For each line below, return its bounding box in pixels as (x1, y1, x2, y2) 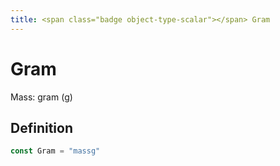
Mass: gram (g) (10, 91, 73, 103)
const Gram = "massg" (10, 146, 101, 156)
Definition (10, 119, 73, 136)
